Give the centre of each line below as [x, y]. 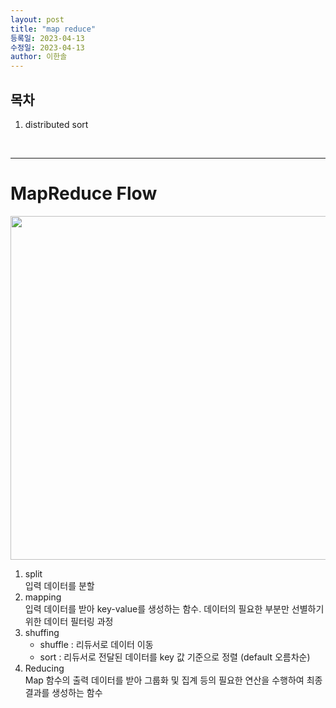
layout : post [37, 19]
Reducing [44, 668]
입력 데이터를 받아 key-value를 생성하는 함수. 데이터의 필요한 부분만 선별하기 [174, 608]
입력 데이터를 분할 [59, 585]
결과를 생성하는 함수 [63, 692]
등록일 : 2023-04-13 [47, 38]
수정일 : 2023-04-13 [47, 47]
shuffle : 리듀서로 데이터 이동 [96, 644]
